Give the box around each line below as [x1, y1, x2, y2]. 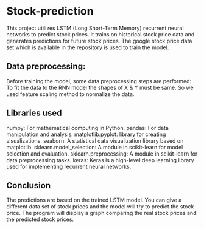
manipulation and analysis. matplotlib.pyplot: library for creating [6, 131, 166, 138]
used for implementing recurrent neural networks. [6, 163, 132, 170]
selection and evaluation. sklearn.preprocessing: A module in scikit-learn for [6, 150, 198, 157]
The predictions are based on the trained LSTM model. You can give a [6, 196, 182, 204]
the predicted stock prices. [6, 216, 74, 223]
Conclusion [6, 180, 51, 191]
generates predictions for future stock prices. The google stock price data [6, 37, 192, 44]
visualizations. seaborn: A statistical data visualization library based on [6, 137, 184, 144]
